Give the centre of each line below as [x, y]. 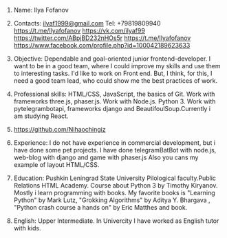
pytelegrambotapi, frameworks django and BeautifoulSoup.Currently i [112, 109]
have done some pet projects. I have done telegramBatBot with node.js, [115, 150]
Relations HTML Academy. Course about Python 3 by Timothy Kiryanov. [116, 185]
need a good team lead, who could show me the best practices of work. [116, 81]
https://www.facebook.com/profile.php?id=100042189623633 [102, 45]
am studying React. [41, 116]
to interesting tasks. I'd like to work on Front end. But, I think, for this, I [113, 73]
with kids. [27, 228]
